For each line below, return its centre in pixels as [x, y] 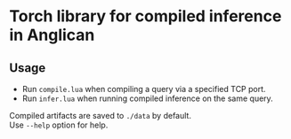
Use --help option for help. [59, 125]
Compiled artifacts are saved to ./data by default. [100, 116]
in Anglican [52, 35]
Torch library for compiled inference [145, 16]
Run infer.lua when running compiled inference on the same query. [147, 98]
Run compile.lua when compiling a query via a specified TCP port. [144, 89]
